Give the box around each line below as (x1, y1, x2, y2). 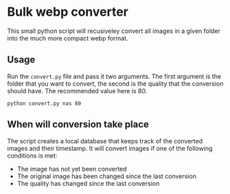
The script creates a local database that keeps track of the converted (7, 136, 203, 145)
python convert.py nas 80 (7, 100, 81, 107)
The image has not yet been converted (16, 165, 127, 173)
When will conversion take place (7, 119, 150, 130)
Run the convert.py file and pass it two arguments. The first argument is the (7, 72, 222, 80)
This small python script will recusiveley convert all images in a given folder (7, 27, 221, 35)
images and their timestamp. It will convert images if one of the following (7, 144, 213, 152)
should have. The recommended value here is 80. (7, 86, 148, 95)
